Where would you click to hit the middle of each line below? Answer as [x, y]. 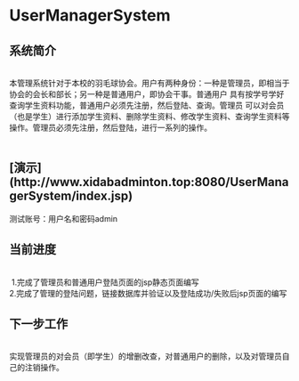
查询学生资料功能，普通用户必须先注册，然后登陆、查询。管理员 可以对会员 [147, 105]
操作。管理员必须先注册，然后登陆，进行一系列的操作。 [110, 127]
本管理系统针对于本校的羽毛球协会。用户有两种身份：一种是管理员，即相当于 [149, 83]
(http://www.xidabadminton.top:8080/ [120, 182]
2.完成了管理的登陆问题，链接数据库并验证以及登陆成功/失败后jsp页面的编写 [148, 293]
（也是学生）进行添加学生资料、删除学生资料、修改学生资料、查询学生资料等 [149, 116]
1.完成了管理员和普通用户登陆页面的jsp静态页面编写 [105, 282]
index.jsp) [104, 196]
